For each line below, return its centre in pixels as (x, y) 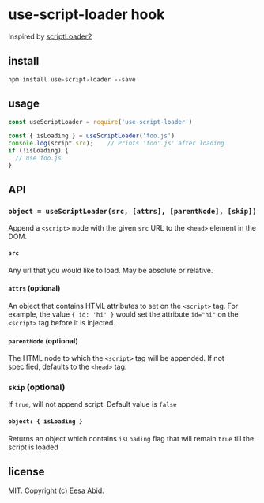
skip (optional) (37, 387)
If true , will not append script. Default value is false (92, 404)
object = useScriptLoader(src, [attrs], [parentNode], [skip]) (132, 212)
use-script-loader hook (87, 15)
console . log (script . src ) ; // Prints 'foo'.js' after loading (116, 144)
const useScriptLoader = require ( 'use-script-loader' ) (100, 122)
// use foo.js (38, 158)
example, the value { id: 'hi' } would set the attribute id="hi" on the (123, 314)
